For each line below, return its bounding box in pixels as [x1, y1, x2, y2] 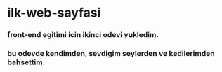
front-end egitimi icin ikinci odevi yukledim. [7, 30, 159, 40]
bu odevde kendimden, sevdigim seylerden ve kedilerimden [7, 49, 216, 59]
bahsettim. [7, 57, 46, 67]
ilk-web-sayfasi [7, 5, 101, 21]
